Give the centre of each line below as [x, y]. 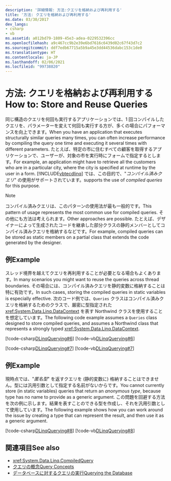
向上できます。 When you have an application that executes [80, 132]
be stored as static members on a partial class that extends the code [77, 237]
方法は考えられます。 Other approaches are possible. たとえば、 [90, 219]
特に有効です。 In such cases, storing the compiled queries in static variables [85, 292]
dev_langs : [17, 24]
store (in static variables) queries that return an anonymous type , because [83, 391]
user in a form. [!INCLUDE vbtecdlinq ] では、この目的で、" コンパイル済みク [84, 174]
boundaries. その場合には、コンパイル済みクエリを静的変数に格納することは [85, 286]
